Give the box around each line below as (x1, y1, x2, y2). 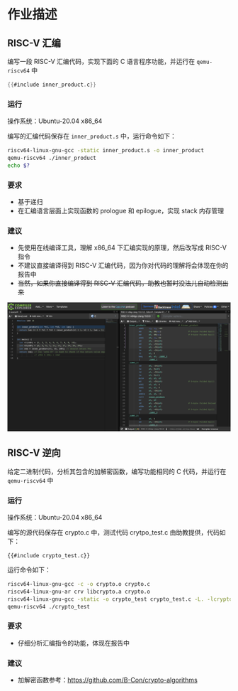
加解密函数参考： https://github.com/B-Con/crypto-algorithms (17, 676, 198, 684)
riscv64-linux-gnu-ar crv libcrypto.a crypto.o (7, 588, 151, 595)
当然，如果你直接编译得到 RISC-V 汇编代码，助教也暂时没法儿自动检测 (17, 279, 223, 288)
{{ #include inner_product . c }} (7, 81, 97, 88)
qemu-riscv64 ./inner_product (7, 154, 97, 162)
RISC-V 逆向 (7, 447, 62, 459)
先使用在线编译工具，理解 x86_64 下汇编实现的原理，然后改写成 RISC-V (17, 243, 227, 252)
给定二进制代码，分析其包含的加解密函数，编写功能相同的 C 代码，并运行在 (7, 467, 227, 476)
